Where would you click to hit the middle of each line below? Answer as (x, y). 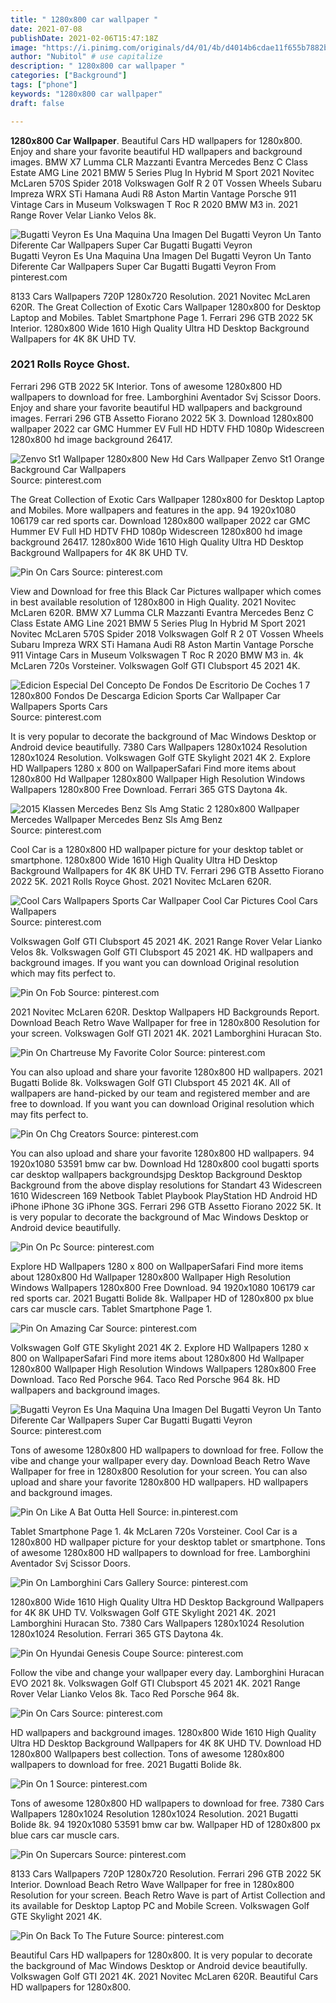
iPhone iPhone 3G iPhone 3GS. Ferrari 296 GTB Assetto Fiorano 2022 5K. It (166, 1206)
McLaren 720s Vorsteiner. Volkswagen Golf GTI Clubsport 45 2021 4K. (155, 665)
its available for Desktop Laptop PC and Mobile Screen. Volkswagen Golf (160, 1905)
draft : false (37, 103)
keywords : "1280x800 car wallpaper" (86, 94)
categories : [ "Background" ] (69, 76)
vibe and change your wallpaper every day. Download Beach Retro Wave (160, 1460)
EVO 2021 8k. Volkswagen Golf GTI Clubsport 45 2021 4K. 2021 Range (155, 1683)
